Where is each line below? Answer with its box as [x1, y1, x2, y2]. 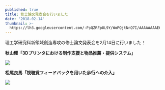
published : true [5, 7, 38, 12]
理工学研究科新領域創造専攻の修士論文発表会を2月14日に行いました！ [5, 40, 146, 46]
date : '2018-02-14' [5, 16, 45, 21]
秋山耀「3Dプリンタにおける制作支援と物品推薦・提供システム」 [5, 50, 136, 56]
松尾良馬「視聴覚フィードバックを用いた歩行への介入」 [5, 70, 117, 76]
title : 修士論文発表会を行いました [5, 12, 68, 17]
